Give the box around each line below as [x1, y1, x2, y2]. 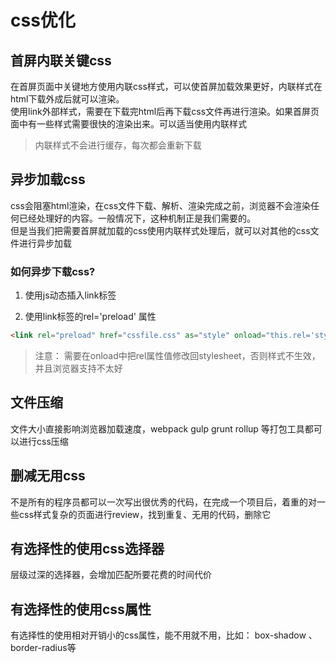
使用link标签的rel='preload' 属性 [24, 311, 157, 323]
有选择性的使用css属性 [10, 601, 152, 618]
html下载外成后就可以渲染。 [10, 93, 125, 105]
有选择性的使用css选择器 [10, 541, 165, 557]
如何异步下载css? [10, 264, 96, 278]
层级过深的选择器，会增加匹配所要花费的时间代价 [10, 569, 212, 581]
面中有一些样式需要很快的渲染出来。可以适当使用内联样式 [10, 118, 247, 130]
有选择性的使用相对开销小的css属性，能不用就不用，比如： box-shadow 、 [10, 629, 318, 641]
